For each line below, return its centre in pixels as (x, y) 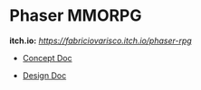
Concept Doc (47, 58)
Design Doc (44, 75)
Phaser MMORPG (76, 16)
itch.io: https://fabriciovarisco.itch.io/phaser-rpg (100, 40)
